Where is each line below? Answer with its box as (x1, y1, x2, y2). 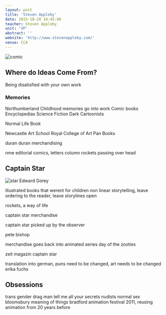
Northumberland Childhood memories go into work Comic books (5, 105, 138, 111)
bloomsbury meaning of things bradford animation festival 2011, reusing (5, 299, 153, 305)
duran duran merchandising (5, 140, 62, 146)
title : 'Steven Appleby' (5, 12, 57, 17)
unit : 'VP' (5, 26, 28, 31)
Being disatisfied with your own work (5, 81, 81, 88)
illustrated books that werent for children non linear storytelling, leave (5, 187, 148, 193)
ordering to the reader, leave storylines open (5, 193, 97, 199)
